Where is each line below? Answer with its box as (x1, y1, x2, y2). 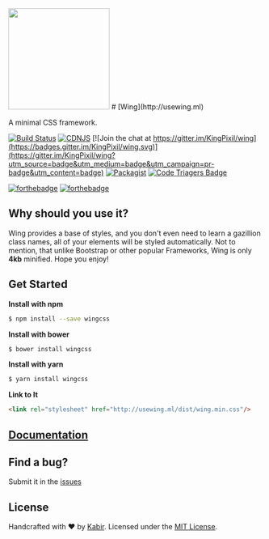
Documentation (8, 428, 89, 442)
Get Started (8, 278, 68, 291)
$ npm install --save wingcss (8, 315, 111, 323)
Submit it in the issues (8, 477, 82, 486)
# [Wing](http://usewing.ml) (111, 102, 204, 112)
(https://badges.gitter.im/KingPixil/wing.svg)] (8, 142, 158, 151)
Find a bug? (8, 455, 69, 469)
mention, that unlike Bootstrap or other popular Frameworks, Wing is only (8, 245, 252, 255)
